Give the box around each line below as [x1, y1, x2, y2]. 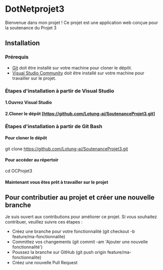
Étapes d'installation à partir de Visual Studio [5, 87, 115, 94]
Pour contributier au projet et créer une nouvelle [5, 193, 155, 202]
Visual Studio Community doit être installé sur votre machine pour [12, 70, 145, 76]
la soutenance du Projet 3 [5, 24, 57, 30]
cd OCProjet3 [5, 168, 33, 174]
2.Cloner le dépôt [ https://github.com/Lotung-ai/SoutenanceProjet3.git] [5, 111, 155, 116]
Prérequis [5, 54, 29, 61]
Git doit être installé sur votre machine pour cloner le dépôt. [12, 65, 132, 70]
